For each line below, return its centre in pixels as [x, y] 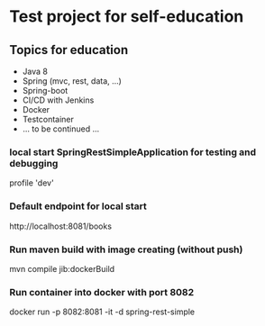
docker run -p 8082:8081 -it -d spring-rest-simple [102, 312]
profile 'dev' [32, 183]
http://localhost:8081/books [61, 226]
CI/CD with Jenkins [58, 100]
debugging [34, 163]
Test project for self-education [127, 17]
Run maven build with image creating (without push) [126, 249]
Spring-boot [45, 91]
